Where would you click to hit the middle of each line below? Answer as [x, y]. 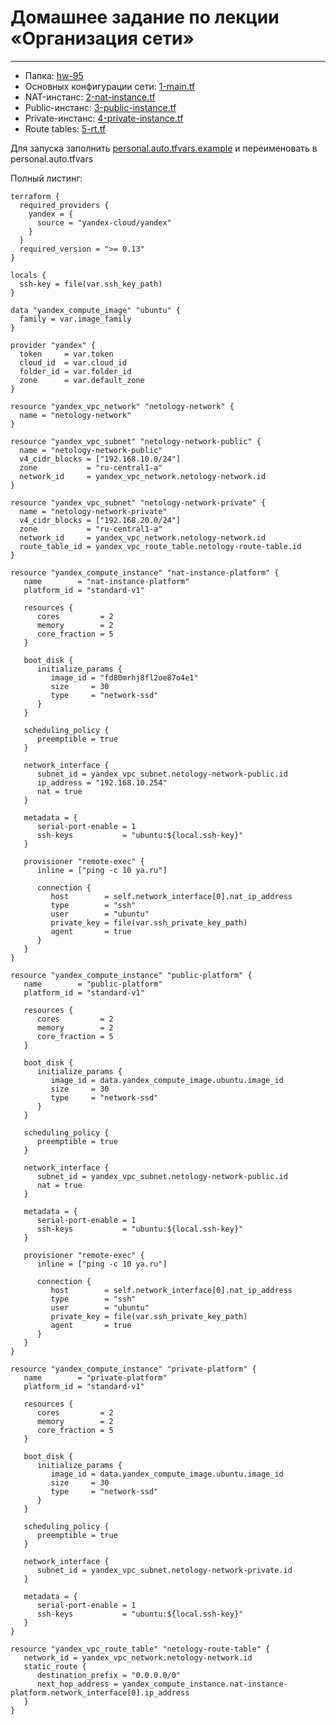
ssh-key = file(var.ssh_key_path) [91, 284]
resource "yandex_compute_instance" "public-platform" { [131, 975]
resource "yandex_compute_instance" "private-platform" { [133, 1369]
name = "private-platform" [95, 1377]
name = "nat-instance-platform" [106, 581]
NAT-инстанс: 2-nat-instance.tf [90, 97]
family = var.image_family [75, 319]
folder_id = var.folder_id [75, 371]
